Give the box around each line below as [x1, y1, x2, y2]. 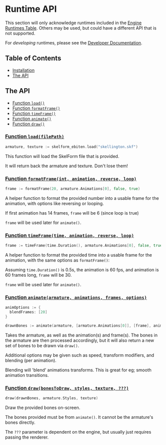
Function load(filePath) [5, 133, 64, 140]
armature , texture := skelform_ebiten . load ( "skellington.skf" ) [5, 144, 138, 149]
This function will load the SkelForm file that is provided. [5, 153, 120, 159]
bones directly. [5, 419, 36, 425]
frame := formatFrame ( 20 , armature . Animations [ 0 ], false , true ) [5, 186, 140, 191]
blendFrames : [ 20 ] [9, 310, 48, 315]
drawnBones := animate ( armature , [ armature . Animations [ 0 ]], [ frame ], [5, 323, 152, 328]
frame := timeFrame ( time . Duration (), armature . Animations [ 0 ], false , [5, 243, 152, 248]
